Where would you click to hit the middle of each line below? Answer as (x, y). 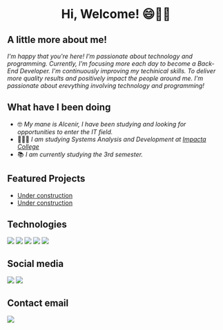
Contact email (38, 303)
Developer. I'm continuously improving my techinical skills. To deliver (118, 71)
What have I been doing (59, 108)
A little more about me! (57, 40)
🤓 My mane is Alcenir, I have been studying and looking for (101, 124)
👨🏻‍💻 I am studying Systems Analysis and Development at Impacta (111, 139)
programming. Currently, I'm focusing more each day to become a (101, 64)
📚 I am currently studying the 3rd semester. (80, 154)
